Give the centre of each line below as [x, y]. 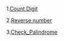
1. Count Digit [22, 9]
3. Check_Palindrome [32, 32]
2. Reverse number [29, 20]
